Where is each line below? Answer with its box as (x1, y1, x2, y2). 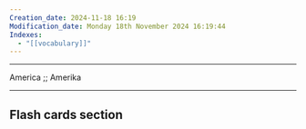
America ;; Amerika (9, 72, 82, 83)
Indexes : (9, 30, 43, 39)
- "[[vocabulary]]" (17, 38, 92, 48)
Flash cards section (9, 106, 123, 123)
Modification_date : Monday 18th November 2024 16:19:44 (9, 22, 226, 31)
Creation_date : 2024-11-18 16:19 (9, 13, 137, 23)
